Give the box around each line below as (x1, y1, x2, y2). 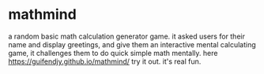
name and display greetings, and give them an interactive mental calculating (8, 39, 256, 49)
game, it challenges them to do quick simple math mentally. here (8, 48, 218, 57)
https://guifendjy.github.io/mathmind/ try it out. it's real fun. (8, 57, 202, 66)
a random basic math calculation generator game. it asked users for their (8, 31, 245, 41)
